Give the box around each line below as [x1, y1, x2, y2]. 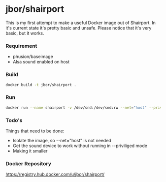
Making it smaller [12, 148, 48, 153]
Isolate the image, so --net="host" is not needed [12, 137, 111, 143]
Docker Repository [5, 160, 51, 167]
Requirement [5, 42, 37, 49]
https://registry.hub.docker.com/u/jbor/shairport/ [5, 171, 105, 178]
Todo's [5, 117, 23, 123]
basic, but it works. [5, 30, 44, 36]
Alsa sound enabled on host [12, 59, 70, 65]
